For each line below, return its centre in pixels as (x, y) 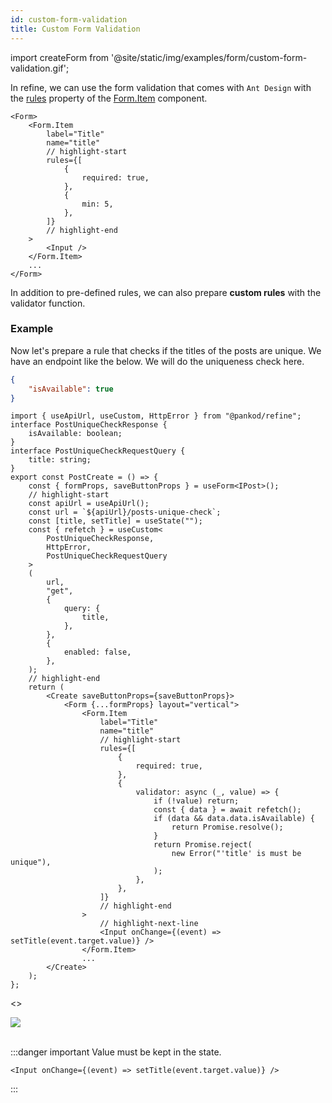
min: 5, (97, 204)
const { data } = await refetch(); (227, 810)
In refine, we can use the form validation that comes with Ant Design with (161, 87)
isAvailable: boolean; (75, 434)
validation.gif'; (40, 68)
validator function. (48, 303)
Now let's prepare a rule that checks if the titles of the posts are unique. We (166, 350)
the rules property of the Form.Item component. (109, 98)
